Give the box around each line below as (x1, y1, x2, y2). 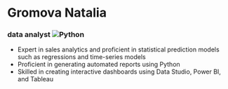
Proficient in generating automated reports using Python (17, 60, 180, 69)
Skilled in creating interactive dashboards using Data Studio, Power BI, (17, 67, 221, 76)
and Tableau (17, 75, 54, 83)
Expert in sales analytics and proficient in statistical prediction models (17, 45, 220, 54)
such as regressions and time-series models (17, 53, 146, 61)
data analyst (7, 30, 51, 40)
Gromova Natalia (7, 5, 107, 21)
